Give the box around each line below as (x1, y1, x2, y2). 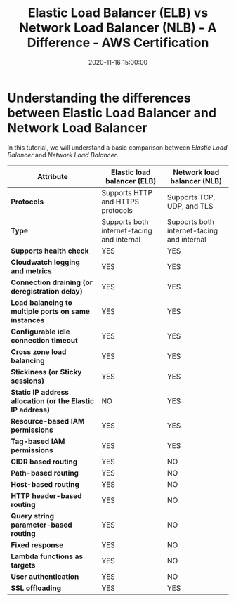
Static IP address (11, 387, 69, 397)
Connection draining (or (11, 277, 93, 287)
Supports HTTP (101, 188, 153, 197)
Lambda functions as (11, 551, 83, 561)
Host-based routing (11, 479, 79, 489)
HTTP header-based (11, 490, 82, 500)
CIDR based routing (11, 457, 78, 466)
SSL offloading (11, 583, 62, 593)
